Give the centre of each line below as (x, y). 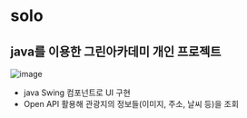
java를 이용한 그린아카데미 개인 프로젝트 (116, 51)
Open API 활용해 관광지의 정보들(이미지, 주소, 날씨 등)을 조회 (131, 104)
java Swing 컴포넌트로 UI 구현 (77, 93)
